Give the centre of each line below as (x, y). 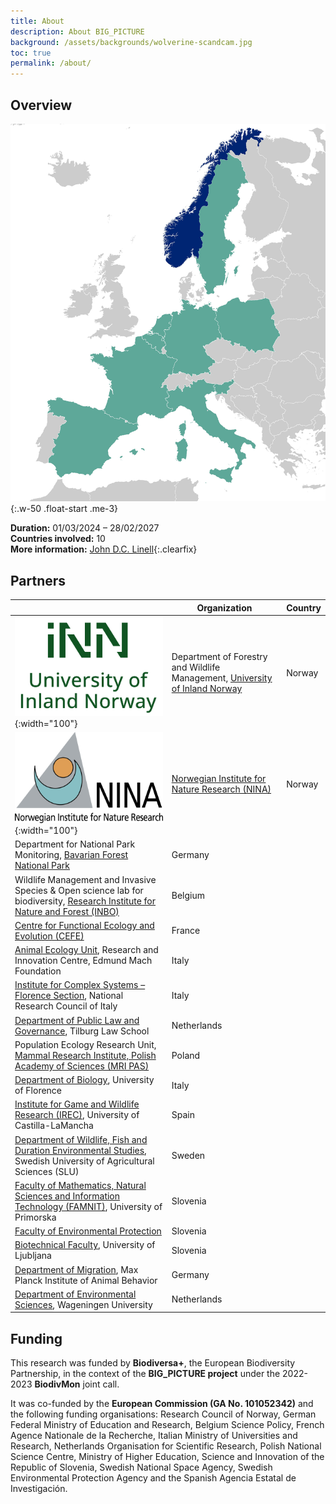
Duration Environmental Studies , (80, 1150)
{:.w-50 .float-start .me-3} (64, 509)
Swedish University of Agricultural (84, 1161)
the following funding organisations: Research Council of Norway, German (163, 1414)
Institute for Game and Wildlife (77, 1104)
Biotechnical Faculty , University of (85, 1245)
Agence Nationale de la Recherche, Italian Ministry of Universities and (154, 1436)
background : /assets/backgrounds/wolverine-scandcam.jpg (131, 42)
